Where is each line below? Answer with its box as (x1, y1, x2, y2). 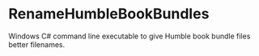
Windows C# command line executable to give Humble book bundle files (8, 31, 251, 41)
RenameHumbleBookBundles (8, 5, 210, 23)
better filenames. (8, 39, 66, 49)
